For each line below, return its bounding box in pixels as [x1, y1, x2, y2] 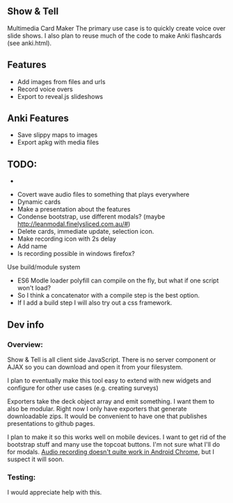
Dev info [7, 319, 45, 330]
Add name [17, 242, 47, 250]
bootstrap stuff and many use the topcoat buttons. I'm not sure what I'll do [7, 440, 220, 448]
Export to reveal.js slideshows [17, 92, 103, 100]
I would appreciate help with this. [7, 488, 102, 497]
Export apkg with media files [17, 138, 99, 147]
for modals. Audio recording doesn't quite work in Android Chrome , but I [7, 447, 214, 456]
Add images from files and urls [17, 77, 106, 86]
